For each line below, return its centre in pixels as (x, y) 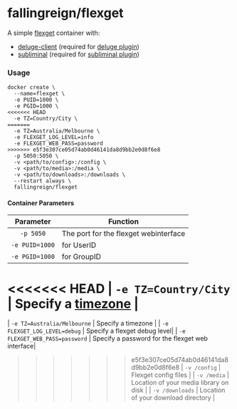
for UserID (79, 245)
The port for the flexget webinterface (123, 234)
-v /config (201, 368)
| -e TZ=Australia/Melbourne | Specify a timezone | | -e (88, 323)
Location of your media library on (180, 383)
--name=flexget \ (39, 94)
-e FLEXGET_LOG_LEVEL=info (54, 138)
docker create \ (31, 88)
